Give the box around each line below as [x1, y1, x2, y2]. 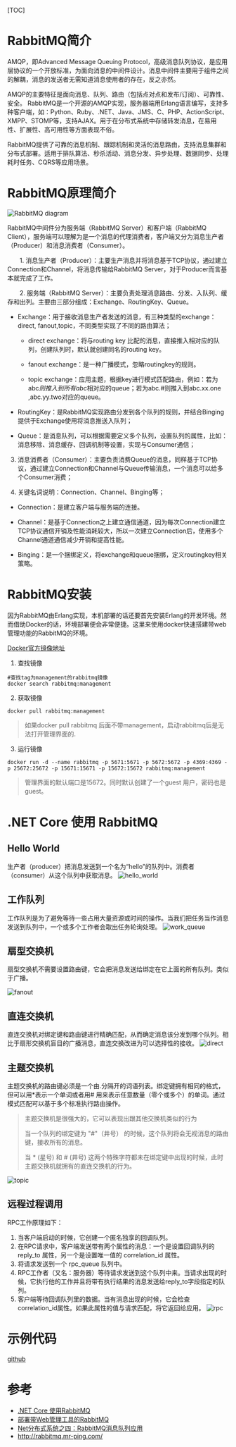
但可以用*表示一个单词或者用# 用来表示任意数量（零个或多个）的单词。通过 [7, 1090, 225, 1099]
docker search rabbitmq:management [7, 680, 112, 687]
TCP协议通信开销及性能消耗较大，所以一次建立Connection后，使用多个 [17, 527, 223, 535]
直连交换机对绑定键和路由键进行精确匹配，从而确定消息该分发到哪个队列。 [7, 1030, 223, 1039]
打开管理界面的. [30, 729, 76, 738]
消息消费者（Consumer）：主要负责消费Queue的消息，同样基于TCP [17, 455, 212, 464]
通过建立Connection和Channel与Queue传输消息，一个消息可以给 [29, 464, 218, 472]
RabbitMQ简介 [7, 33, 92, 49]
